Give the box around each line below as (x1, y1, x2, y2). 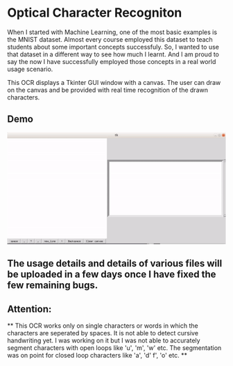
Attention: (7, 303, 52, 315)
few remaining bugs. (7, 280, 98, 292)
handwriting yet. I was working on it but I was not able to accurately (7, 336, 200, 344)
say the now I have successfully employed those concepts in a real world (7, 57, 216, 65)
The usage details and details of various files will (7, 257, 223, 269)
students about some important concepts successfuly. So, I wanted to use (7, 42, 220, 51)
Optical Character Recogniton (7, 5, 182, 21)
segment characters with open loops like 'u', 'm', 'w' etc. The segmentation (7, 343, 222, 352)
